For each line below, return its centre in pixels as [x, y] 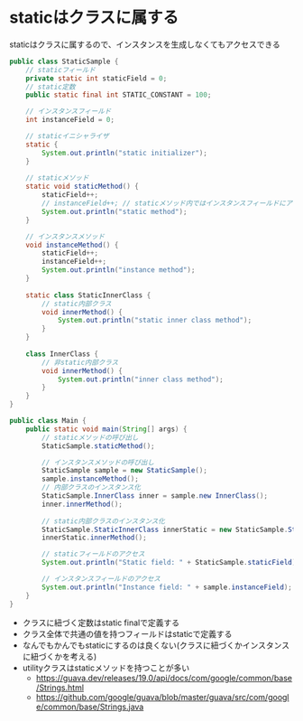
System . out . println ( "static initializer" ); [124, 153]
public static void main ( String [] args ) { [106, 429]
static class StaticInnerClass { [88, 295]
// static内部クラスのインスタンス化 [103, 521]
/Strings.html [60, 688]
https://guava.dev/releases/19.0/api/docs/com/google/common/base [164, 678]
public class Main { [48, 421]
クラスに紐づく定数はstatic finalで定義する [101, 623]
